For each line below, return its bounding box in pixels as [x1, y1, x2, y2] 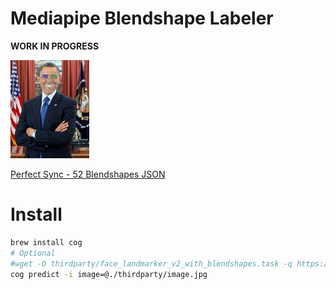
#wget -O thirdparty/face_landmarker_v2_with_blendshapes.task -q [10, 258, 293, 269]
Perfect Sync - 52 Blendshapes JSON [10, 168, 166, 181]
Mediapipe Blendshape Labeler [10, 7, 274, 30]
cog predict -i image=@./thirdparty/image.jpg [10, 269, 208, 279]
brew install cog [10, 238, 83, 248]
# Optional [10, 248, 56, 259]
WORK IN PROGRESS [10, 40, 100, 52]
